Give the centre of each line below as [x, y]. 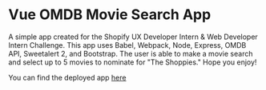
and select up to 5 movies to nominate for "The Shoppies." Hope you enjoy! [133, 62]
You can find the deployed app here [67, 77]
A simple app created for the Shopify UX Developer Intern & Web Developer [133, 37]
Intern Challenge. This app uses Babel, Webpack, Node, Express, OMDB [127, 45]
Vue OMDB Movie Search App [110, 15]
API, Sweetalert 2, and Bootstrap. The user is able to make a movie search [131, 53]
